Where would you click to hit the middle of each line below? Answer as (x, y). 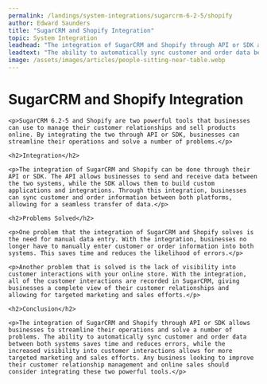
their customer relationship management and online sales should (118, 364)
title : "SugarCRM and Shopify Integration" (81, 30)
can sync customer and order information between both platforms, (120, 197)
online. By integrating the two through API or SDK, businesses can (124, 135)
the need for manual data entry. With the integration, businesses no (128, 239)
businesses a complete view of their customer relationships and (118, 288)
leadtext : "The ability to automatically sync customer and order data (129, 53)
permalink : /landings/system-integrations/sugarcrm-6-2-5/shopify (120, 16)
